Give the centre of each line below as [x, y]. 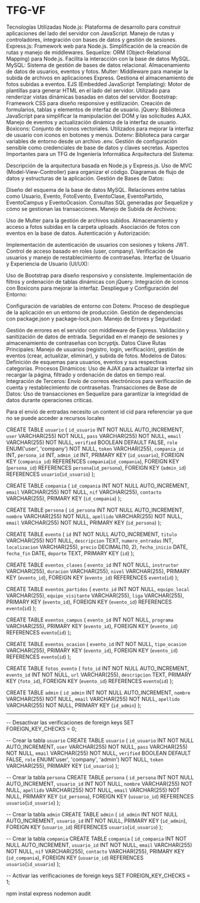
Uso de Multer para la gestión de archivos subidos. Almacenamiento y [92, 220]
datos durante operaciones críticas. [50, 400]
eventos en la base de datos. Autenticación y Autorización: [78, 233]
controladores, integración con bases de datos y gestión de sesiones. [92, 39]
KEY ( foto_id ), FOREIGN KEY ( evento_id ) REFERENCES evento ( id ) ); [90, 681]
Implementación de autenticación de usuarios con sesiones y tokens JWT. [97, 244]
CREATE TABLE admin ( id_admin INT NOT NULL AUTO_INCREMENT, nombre [98, 692]
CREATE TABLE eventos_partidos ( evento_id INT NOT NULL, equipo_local [98, 589]
